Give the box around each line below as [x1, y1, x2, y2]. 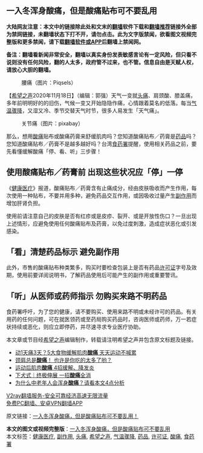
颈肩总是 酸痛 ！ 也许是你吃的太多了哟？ [14, 356, 112, 364]
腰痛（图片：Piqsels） [21, 79, 77, 86]
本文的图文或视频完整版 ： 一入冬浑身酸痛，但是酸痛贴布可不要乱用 [6, 425, 170, 432]
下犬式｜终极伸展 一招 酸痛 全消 [14, 371, 91, 379]
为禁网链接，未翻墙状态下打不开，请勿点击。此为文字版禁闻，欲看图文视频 [6, 30, 192, 37]
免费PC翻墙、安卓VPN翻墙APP [6, 400, 83, 407]
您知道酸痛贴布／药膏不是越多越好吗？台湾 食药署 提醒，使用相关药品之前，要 [6, 140, 197, 147]
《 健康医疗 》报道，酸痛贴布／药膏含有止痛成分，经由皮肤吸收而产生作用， [6, 184, 192, 192]
